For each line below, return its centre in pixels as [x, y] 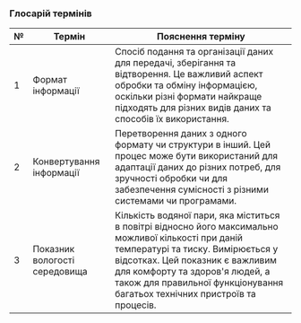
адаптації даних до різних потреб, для [198, 167]
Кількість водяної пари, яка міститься [198, 215]
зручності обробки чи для [172, 179]
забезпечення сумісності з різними [192, 189]
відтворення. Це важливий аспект [189, 74]
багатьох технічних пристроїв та [186, 294]
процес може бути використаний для [197, 156]
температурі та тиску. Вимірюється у [197, 249]
